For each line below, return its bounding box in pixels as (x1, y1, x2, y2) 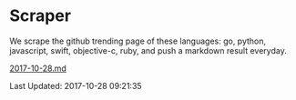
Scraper (9, 5, 71, 26)
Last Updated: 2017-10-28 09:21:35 (9, 80, 143, 91)
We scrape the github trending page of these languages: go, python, (9, 35, 267, 46)
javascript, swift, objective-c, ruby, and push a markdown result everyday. (9, 45, 287, 55)
